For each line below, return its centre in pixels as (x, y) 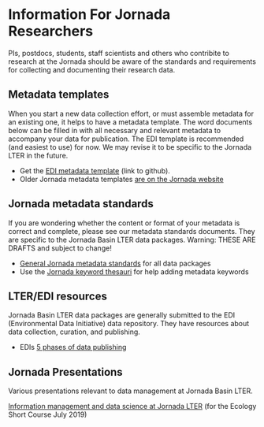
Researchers (51, 31)
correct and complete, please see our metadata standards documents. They (132, 231)
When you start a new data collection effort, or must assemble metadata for (131, 113)
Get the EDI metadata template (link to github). (95, 170)
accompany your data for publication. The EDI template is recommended (126, 139)
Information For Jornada (89, 15)
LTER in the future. (38, 155)
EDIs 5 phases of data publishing (73, 347)
